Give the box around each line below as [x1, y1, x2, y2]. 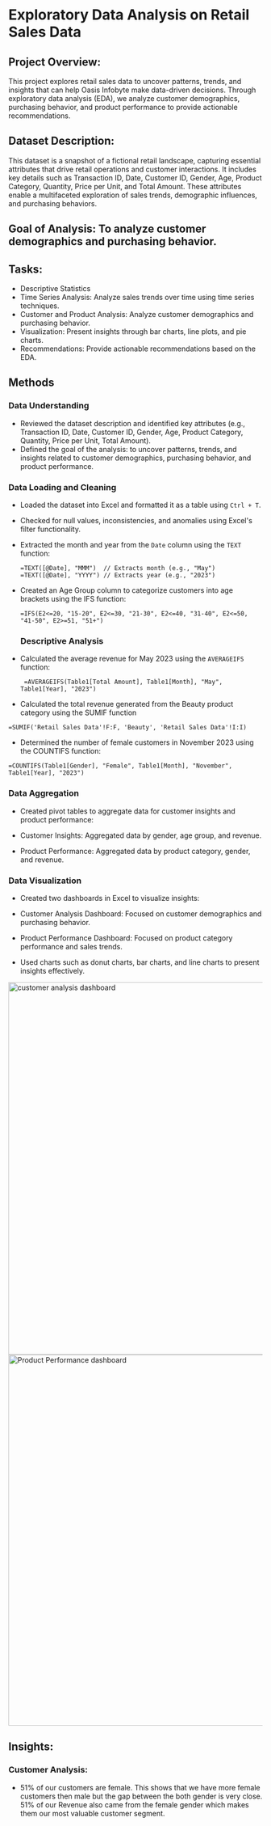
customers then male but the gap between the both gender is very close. [19, 1791, 263, 1801]
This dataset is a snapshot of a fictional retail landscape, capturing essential [8, 155, 261, 165]
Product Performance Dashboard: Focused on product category [19, 932, 233, 943]
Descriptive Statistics [19, 284, 91, 294]
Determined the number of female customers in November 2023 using [19, 738, 254, 747]
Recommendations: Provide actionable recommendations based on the [19, 344, 256, 353]
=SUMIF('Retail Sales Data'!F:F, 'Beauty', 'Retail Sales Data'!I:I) [8, 724, 248, 732]
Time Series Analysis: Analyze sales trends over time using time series [19, 293, 255, 302]
